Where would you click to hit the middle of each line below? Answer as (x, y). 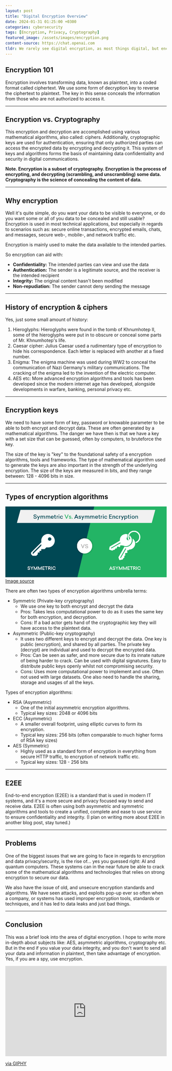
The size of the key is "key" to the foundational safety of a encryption (79, 454)
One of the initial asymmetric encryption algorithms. (75, 708)
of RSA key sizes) (39, 740)
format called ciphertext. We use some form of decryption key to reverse (82, 88)
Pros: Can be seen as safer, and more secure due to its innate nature (93, 655)
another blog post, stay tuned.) (38, 822)
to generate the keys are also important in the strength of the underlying (81, 465)
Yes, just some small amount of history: (47, 319)
